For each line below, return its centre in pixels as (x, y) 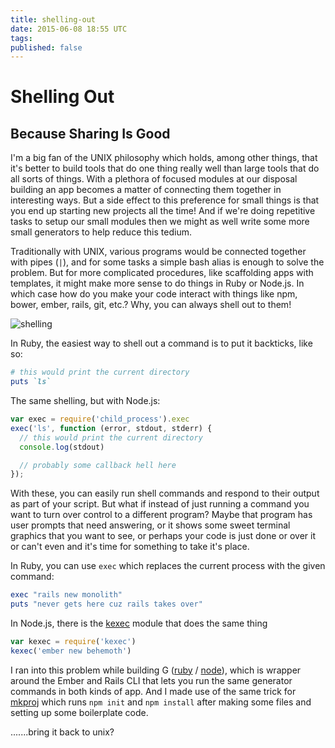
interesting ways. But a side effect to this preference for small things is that (165, 200)
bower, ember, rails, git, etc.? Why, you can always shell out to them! (151, 305)
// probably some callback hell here (98, 465)
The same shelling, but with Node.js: (85, 400)
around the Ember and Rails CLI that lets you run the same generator (151, 680)
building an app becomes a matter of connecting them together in (146, 190)
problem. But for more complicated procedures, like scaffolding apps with (162, 273)
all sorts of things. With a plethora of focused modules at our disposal (154, 179)
